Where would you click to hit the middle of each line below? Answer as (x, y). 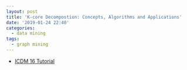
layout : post (22, 11)
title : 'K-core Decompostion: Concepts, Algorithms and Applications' (94, 17)
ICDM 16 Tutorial (34, 61)
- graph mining (30, 45)
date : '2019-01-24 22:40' (38, 22)
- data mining (28, 34)
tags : (13, 39)
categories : (21, 28)
